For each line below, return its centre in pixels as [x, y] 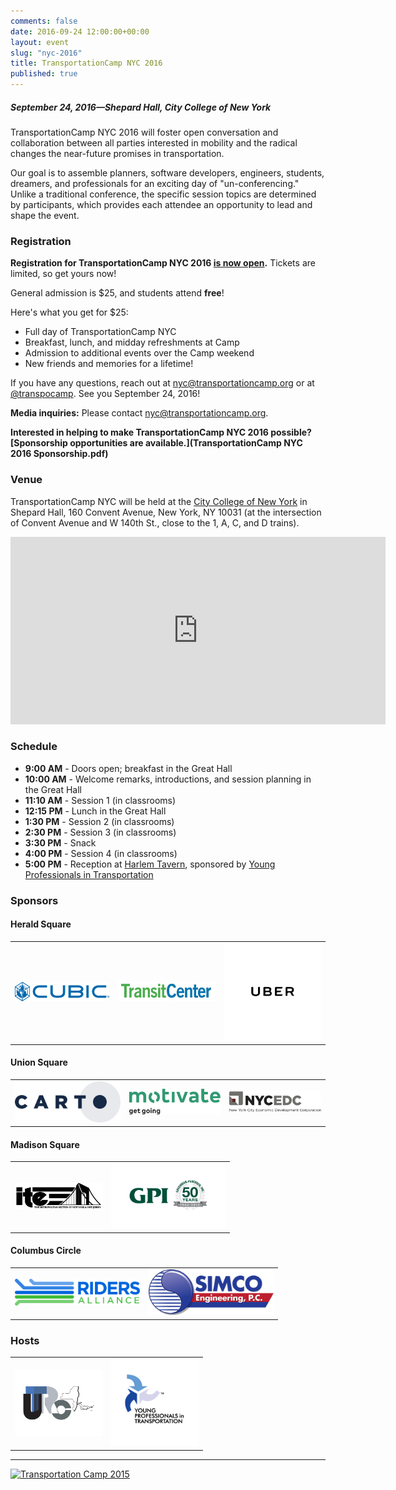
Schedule [34, 747]
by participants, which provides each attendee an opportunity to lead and [161, 204]
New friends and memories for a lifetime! [109, 364]
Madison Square [45, 1144]
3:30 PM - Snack [60, 842]
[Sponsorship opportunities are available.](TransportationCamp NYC [156, 443]
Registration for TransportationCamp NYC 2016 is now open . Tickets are [163, 263]
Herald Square [41, 924]
